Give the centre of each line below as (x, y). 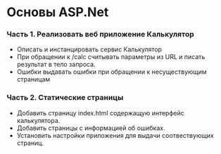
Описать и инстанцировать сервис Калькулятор (89, 49)
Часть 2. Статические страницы (65, 98)
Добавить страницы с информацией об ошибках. (91, 128)
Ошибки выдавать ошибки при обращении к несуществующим (112, 72)
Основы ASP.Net (58, 12)
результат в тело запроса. (56, 65)
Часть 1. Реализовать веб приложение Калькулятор (100, 34)
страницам (33, 79)
